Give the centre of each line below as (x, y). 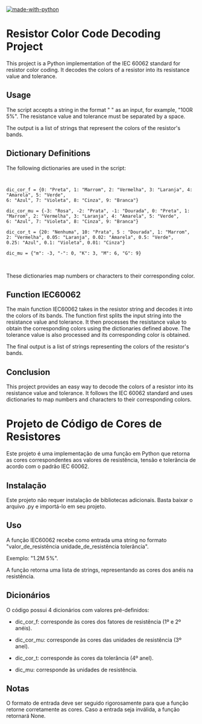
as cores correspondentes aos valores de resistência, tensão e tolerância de (101, 460)
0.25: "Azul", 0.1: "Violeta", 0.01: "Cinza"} (66, 243)
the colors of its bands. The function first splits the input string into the (94, 316)
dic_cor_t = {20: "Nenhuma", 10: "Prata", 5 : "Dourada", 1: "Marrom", (98, 232)
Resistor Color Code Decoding (84, 34)
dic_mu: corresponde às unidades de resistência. (76, 670)
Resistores (33, 437)
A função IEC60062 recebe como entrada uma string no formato (87, 540)
